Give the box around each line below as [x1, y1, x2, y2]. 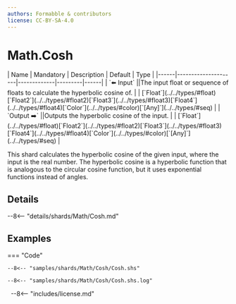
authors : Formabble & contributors [7, 10, 112, 18]
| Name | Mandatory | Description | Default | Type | [7, 71, 155, 79]
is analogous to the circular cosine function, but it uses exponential [7, 165, 202, 174]
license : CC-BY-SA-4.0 [7, 17, 74, 24]
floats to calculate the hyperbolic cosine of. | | [7, 89, 141, 97]
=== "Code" [7, 251, 43, 260]
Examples [7, 232, 51, 244]
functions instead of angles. [7, 173, 89, 181]
